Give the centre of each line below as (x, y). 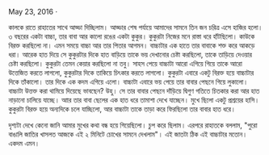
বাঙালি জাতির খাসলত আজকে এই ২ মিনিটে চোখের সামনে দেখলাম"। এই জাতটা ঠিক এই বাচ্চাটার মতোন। (128, 134)
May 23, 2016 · (33, 12)
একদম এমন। (24, 143)
